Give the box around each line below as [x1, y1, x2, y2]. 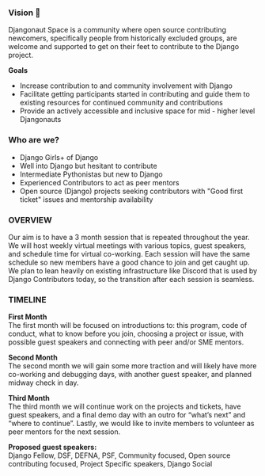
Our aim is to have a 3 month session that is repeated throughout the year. [8, 232, 250, 242]
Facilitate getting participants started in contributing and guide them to [19, 89, 251, 99]
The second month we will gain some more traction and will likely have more [8, 361, 257, 371]
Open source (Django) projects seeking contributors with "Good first [19, 186, 244, 196]
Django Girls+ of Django [19, 152, 99, 162]
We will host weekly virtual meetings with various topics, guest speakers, [8, 241, 247, 250]
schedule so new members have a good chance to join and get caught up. [8, 257, 250, 267]
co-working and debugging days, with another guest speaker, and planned [8, 370, 252, 379]
